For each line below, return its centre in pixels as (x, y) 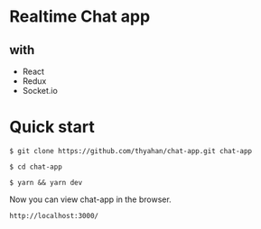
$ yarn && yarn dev (46, 182)
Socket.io (40, 91)
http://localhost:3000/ (54, 215)
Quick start (52, 127)
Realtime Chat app (80, 17)
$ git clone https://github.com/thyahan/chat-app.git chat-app (131, 151)
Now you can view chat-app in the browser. (90, 199)
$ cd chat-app (36, 167)
